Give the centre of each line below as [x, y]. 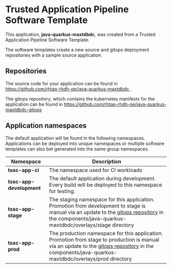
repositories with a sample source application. [54, 55]
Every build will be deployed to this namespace [105, 185]
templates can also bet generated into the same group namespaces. [77, 149]
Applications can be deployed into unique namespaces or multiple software [85, 143]
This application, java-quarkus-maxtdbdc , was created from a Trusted [80, 34]
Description [106, 161]
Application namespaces [46, 126]
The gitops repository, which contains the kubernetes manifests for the [80, 99]
